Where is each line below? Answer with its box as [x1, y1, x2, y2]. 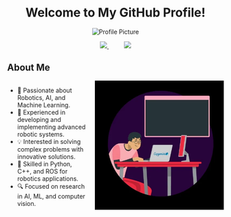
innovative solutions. [16, 152, 76, 161]
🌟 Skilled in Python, [16, 160, 72, 168]
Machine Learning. [16, 101, 71, 109]
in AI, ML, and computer [16, 192, 86, 200]
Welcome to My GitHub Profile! [25, 5, 206, 21]
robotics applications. [16, 174, 79, 183]
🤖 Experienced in [16, 108, 66, 116]
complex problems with [16, 145, 84, 153]
